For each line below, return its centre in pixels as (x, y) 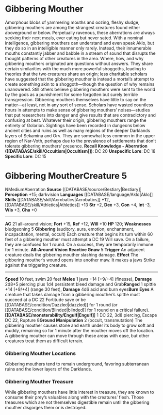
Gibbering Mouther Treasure (39, 382)
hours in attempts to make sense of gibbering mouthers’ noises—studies (78, 110)
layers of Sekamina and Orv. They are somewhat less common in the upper (80, 136)
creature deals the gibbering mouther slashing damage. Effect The (72, 255)
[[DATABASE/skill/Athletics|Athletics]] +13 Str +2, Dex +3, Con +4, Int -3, (78, 205)
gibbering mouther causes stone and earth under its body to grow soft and (80, 325)
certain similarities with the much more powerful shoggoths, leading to (76, 68)
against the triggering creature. (36, 265)
